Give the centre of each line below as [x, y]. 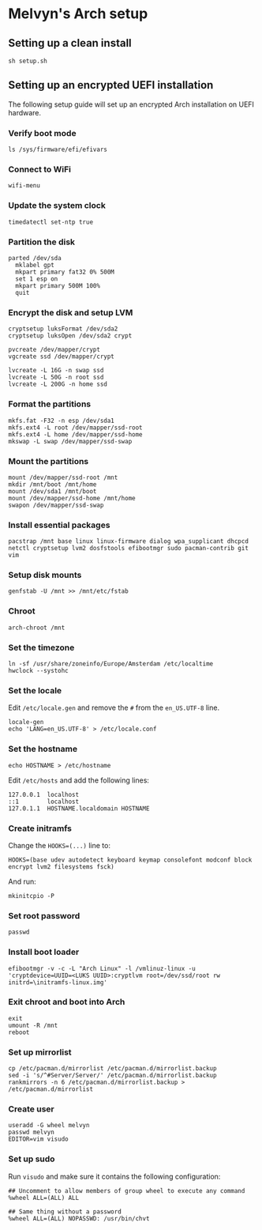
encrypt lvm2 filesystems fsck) [61, 866]
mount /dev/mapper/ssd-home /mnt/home [72, 498]
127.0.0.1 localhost [44, 794]
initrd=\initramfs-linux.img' [58, 982]
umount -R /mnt [33, 1025]
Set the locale [35, 690]
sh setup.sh [28, 61]
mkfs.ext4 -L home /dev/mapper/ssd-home [76, 434]
